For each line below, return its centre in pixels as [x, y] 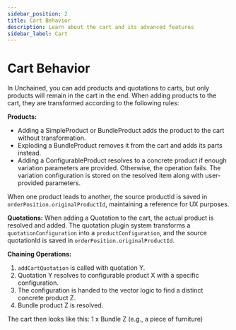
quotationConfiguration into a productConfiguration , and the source [107, 233]
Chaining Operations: [40, 254]
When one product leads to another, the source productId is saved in [107, 197]
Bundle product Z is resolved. [60, 305]
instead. [29, 153]
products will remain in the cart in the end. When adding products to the [112, 95]
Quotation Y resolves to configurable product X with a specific [108, 276]
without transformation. [52, 138]
